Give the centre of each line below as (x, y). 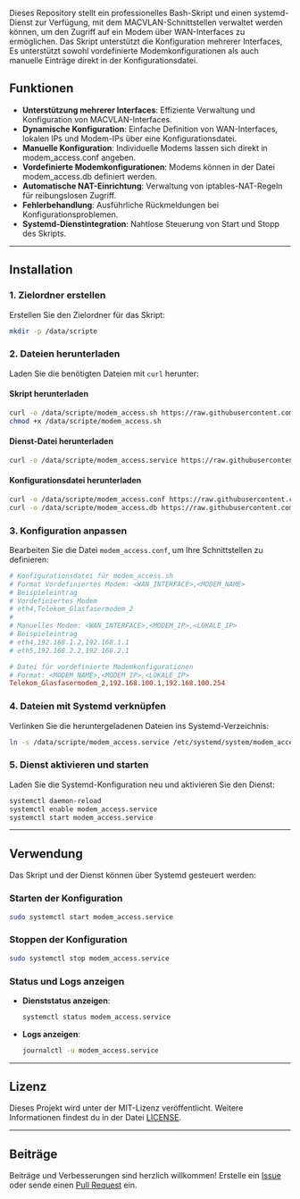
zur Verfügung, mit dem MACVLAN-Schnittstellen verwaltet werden (158, 22)
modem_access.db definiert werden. (90, 176)
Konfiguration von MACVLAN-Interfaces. (97, 119)
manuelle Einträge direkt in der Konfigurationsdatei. (104, 60)
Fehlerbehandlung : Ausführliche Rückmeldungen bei (121, 205)
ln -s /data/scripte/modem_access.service (89, 742)
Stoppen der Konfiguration (68, 940)
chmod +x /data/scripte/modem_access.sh (86, 421)
